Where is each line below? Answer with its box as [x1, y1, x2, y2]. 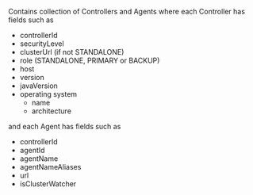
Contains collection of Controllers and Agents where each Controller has [8, 7, 246, 16]
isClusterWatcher [19, 179, 77, 189]
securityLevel [19, 39, 65, 48]
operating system [19, 90, 78, 98]
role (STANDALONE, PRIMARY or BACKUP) [19, 55, 160, 65]
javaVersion [19, 81, 58, 90]
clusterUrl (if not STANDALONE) [19, 48, 125, 56]
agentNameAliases [19, 162, 82, 171]
